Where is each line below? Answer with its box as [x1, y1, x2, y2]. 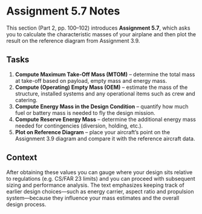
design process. [6, 201, 47, 208]
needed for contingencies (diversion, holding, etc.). [15, 122, 143, 129]
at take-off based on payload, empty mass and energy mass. [15, 77, 168, 84]
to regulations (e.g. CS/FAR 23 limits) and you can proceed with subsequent [6, 175, 195, 182]
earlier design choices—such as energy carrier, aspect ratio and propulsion [6, 187, 194, 195]
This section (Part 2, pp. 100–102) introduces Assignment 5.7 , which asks [6, 24, 191, 31]
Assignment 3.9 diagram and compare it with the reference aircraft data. [15, 135, 195, 142]
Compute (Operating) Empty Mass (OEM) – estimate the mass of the [15, 83, 188, 91]
